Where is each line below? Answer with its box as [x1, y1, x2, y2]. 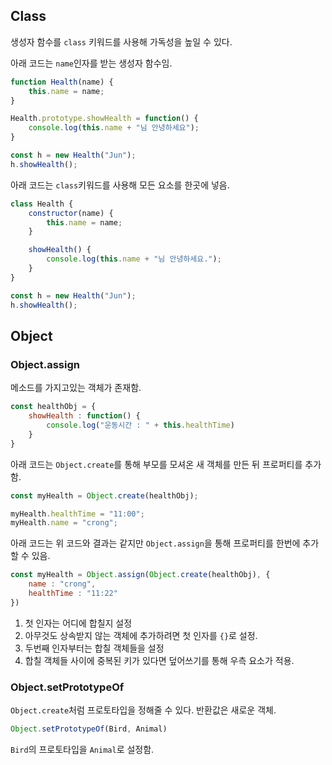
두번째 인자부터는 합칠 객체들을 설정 [24, 642, 165, 654]
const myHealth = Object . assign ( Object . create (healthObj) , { [10, 570, 271, 580]
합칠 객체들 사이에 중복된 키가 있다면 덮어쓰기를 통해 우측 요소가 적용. [24, 654, 295, 666]
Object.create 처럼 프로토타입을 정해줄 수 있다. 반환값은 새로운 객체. [10, 704, 277, 716]
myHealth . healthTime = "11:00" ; [10, 509, 145, 519]
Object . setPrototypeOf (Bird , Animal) [10, 724, 168, 734]
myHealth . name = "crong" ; [10, 518, 118, 528]
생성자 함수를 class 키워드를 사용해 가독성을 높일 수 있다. [10, 35, 233, 48]
